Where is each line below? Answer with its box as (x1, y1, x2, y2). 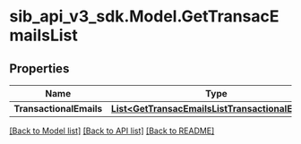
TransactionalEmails (13, 103, 103, 114)
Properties (9, 61, 70, 76)
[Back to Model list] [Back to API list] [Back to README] (9, 125, 215, 136)
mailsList (9, 25, 79, 46)
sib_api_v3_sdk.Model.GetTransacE (9, 6, 279, 27)
